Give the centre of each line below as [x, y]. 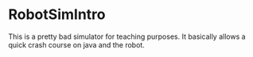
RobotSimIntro [57, 15]
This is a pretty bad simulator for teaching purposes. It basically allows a [127, 36]
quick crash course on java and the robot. [76, 44]
